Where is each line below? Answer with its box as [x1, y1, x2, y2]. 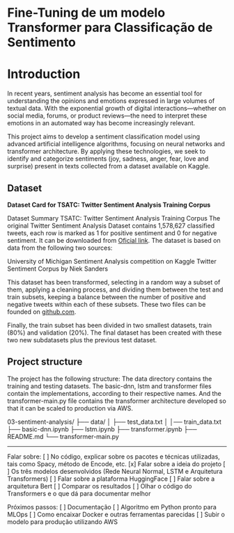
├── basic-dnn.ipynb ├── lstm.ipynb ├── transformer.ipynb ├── [7, 424, 197, 433]
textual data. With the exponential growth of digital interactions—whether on [7, 104, 226, 113]
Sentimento [7, 35, 77, 50]
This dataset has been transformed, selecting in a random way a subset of [7, 278, 221, 286]
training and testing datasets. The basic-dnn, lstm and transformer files [7, 381, 212, 390]
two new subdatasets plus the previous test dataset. [7, 335, 157, 344]
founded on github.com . [7, 308, 77, 316]
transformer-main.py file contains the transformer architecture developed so [7, 397, 226, 405]
